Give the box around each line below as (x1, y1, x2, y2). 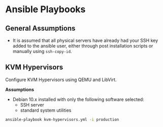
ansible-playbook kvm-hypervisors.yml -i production (5, 117, 119, 122)
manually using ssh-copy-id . (12, 48, 72, 54)
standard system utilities (20, 107, 72, 113)
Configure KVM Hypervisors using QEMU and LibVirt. (5, 77, 117, 83)
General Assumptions (5, 24, 76, 33)
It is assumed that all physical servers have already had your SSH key (12, 37, 158, 43)
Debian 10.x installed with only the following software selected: (12, 96, 145, 103)
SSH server (20, 101, 44, 108)
